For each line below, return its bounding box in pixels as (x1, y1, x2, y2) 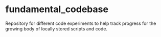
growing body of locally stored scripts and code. (5, 25, 108, 31)
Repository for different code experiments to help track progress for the (5, 20, 156, 26)
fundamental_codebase (5, 4, 109, 15)
